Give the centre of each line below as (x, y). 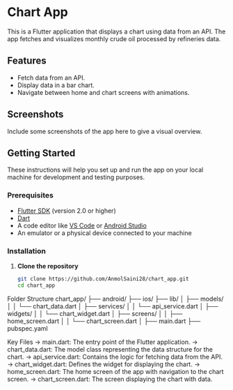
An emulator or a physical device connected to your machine (105, 233)
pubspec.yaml (27, 328)
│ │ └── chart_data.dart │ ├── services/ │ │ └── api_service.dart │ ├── (113, 306)
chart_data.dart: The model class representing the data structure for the (110, 349)
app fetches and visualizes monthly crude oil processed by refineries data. (114, 38)
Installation (27, 250)
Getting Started (41, 153)
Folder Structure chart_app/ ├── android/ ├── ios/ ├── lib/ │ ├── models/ (115, 299)
